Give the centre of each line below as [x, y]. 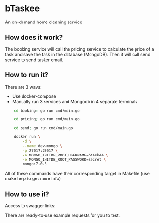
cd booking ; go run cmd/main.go [47, 111]
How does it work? [34, 37]
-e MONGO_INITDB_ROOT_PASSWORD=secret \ [64, 159]
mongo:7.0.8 [35, 164]
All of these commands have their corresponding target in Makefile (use [78, 174]
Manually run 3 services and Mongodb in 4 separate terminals [75, 101]
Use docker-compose [34, 96]
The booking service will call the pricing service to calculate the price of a [79, 49]
